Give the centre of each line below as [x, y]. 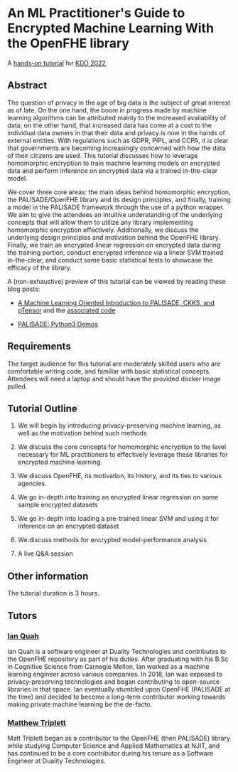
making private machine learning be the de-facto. [80, 704]
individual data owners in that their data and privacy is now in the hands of [116, 132]
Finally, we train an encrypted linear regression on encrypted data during [114, 245]
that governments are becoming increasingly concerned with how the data [117, 148]
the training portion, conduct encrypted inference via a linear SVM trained [115, 252]
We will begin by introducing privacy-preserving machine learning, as [119, 425]
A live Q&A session [45, 554]
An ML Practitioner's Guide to [96, 13]
